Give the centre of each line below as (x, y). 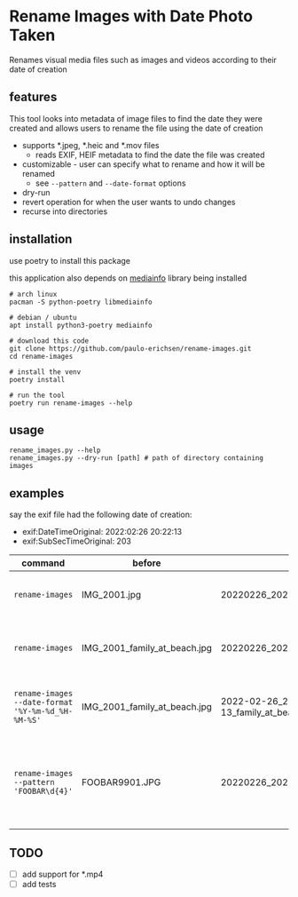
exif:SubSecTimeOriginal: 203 (76, 541)
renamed (39, 173)
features (33, 97)
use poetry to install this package (70, 260)
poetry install (37, 379)
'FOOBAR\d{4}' (43, 791)
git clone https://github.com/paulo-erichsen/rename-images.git (130, 348)
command (43, 563)
